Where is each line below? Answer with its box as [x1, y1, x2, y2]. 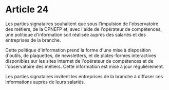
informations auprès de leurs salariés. [5, 79, 85, 85]
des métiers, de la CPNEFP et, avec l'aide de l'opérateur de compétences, [5, 26, 162, 32]
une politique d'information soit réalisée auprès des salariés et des [5, 31, 146, 38]
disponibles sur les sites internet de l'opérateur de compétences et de [5, 58, 154, 64]
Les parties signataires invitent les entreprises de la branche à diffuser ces [5, 73, 163, 79]
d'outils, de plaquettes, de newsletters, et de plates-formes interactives [5, 52, 157, 59]
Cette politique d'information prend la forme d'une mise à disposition [5, 47, 151, 53]
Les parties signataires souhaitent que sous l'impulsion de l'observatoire [5, 21, 159, 27]
